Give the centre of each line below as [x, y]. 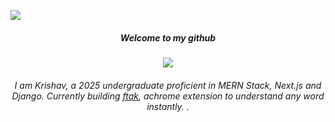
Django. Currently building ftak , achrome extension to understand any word [168, 96]
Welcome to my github [168, 37]
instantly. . [168, 106]
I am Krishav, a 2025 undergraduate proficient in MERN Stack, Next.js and [168, 85]
